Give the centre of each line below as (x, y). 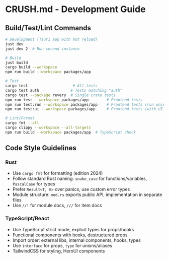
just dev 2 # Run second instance (43, 49)
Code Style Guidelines (41, 148)
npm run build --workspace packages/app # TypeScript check (71, 132)
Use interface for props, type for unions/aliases (62, 245)
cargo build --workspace (31, 67)
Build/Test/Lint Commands (48, 28)
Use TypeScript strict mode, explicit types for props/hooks (73, 229)
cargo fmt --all (22, 123)
